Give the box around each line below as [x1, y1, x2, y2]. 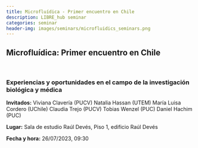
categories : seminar [6, 20, 58, 26]
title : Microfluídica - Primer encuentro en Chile [6, 8, 135, 15]
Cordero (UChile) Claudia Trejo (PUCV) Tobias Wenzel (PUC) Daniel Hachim [6, 106, 193, 113]
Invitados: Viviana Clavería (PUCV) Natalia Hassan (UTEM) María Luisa [6, 99, 181, 106]
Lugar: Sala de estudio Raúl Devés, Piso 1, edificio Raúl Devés [6, 124, 158, 131]
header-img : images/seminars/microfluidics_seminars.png [6, 25, 151, 32]
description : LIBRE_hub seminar [6, 14, 86, 20]
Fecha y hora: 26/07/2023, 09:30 [6, 135, 89, 142]
